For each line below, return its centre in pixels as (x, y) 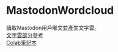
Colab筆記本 (22, 42)
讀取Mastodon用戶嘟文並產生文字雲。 (53, 27)
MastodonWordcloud (60, 10)
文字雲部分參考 (25, 35)
